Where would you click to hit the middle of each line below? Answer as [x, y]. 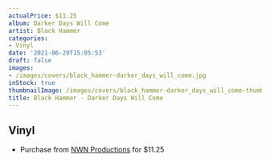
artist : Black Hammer [45, 30]
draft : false [30, 61]
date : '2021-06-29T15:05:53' [57, 53]
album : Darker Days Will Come [59, 23]
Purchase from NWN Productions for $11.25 [92, 150]
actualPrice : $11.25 [43, 16]
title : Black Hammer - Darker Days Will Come [86, 98]
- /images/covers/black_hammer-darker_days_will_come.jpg [107, 75]
